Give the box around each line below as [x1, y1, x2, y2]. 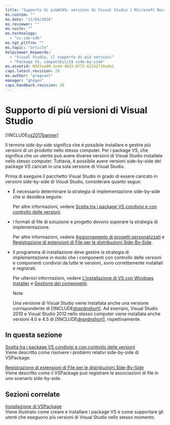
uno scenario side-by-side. [5, 375, 62, 381]
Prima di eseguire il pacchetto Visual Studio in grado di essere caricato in [5, 173, 158, 179]
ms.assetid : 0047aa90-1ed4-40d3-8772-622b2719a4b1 [5, 64, 114, 69]
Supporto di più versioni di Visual [5, 104, 148, 116]
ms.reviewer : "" [5, 21, 39, 27]
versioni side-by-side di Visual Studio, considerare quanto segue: [5, 178, 142, 185]
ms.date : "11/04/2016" [5, 17, 53, 22]
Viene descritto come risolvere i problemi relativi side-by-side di [5, 350, 139, 356]
